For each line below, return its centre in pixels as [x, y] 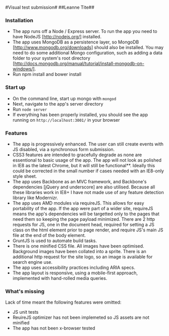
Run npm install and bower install [47, 74]
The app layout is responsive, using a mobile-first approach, [75, 273]
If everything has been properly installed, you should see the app [80, 114]
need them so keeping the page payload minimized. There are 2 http [84, 219]
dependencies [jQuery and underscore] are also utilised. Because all [84, 187]
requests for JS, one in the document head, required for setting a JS [83, 224]
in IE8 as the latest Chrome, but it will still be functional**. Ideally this [84, 165]
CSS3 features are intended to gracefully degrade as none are [77, 155]
